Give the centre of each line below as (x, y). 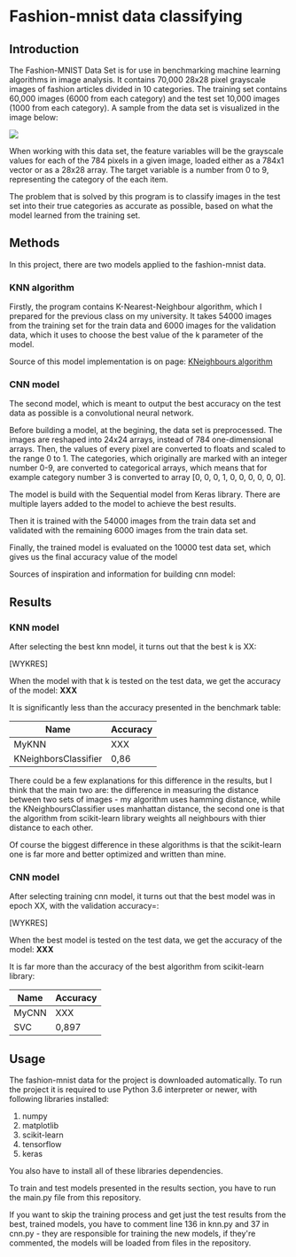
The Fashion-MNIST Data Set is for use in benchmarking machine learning (145, 70)
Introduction (44, 49)
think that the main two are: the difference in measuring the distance (134, 790)
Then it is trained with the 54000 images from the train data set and (133, 521)
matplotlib (40, 1126)
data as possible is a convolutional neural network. (101, 413)
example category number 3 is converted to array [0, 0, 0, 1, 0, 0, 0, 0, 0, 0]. (148, 477)
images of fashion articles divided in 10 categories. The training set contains (148, 89)
